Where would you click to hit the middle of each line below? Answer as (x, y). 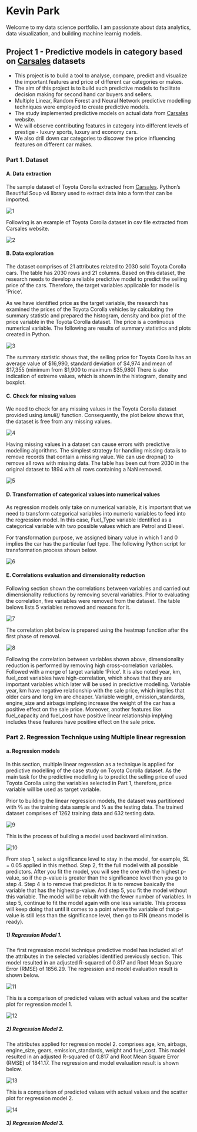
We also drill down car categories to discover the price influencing (95, 138)
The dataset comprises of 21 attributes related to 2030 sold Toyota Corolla (96, 267)
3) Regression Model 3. (35, 1123)
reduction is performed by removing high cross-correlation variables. (90, 665)
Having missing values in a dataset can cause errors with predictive (88, 444)
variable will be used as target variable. (54, 789)
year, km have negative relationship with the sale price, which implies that (95, 690)
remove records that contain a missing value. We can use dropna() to (90, 457)
